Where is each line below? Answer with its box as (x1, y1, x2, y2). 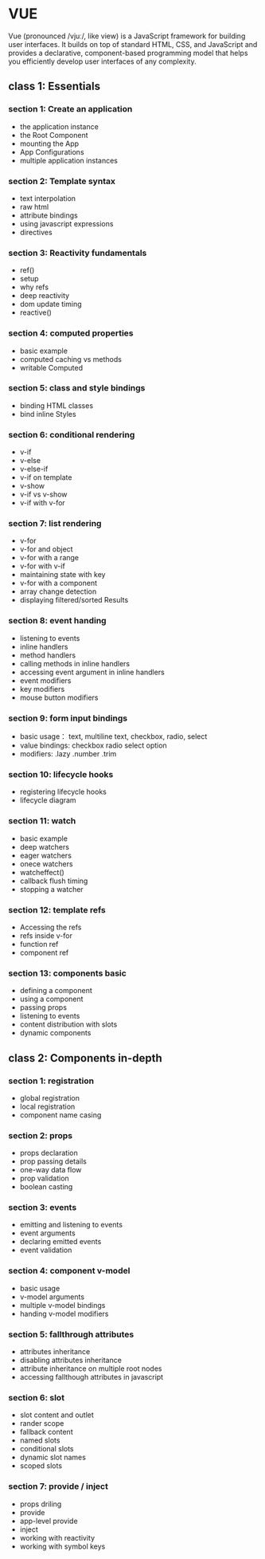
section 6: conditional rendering (8, 429, 135, 440)
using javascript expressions (19, 218, 114, 228)
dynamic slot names (19, 1452, 86, 1463)
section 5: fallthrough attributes (8, 1329, 134, 1340)
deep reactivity (19, 291, 70, 300)
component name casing (19, 1109, 102, 1120)
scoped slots (19, 1461, 62, 1471)
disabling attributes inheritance (19, 1356, 122, 1365)
